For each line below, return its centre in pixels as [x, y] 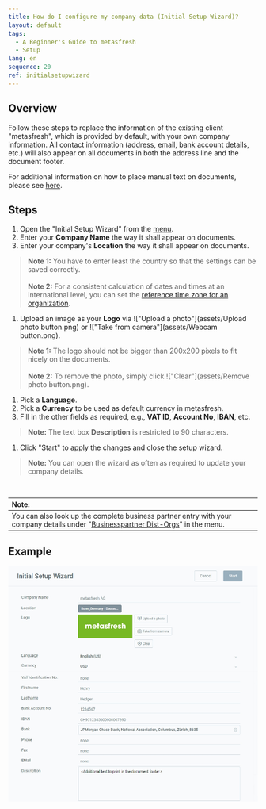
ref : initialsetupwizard [49, 75]
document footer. [36, 161]
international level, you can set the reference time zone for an [128, 295]
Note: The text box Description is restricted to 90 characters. [128, 432]
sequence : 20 [30, 67]
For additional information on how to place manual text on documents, [122, 176]
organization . [49, 303]
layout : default [35, 25]
